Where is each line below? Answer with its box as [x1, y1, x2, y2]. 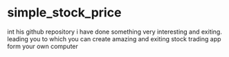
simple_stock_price [7, 5, 122, 21]
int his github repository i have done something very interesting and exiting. [7, 27, 223, 36]
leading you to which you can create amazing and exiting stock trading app [7, 34, 221, 43]
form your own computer [7, 42, 78, 50]
